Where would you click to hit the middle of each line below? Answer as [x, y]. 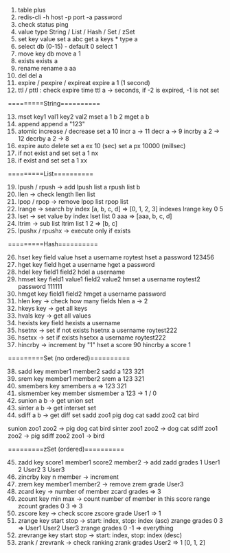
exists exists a [37, 61]
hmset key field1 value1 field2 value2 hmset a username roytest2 [109, 279]
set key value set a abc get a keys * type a [78, 39]
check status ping [43, 24]
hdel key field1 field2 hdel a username [71, 272]
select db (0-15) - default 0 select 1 [67, 46]
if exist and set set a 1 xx [53, 160]
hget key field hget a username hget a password [86, 264]
